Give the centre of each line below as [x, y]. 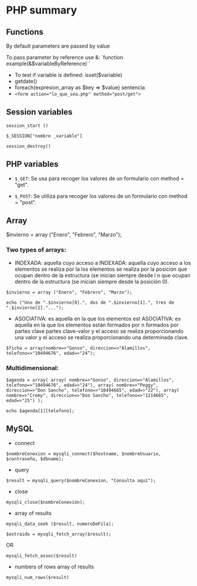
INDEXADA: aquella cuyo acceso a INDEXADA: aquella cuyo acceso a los [103, 262]
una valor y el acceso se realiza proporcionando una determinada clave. [102, 337]
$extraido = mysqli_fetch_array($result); [59, 534]
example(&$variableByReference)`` [48, 63]
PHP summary [42, 10]
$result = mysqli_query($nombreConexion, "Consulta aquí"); [81, 480]
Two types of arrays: [36, 250]
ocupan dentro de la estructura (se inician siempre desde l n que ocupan [102, 275]
